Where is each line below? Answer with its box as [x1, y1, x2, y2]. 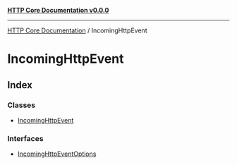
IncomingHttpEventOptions [17, 149, 97, 158]
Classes [7, 100, 36, 110]
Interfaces [7, 133, 44, 143]
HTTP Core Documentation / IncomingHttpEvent [7, 26, 147, 35]
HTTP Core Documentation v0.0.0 [7, 6, 109, 14]
